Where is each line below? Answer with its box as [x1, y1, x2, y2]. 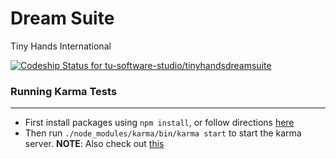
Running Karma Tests [10, 84, 118, 98]
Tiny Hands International [10, 40, 112, 52]
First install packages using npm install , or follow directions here [24, 117, 295, 129]
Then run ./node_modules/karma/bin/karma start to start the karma [24, 127, 302, 139]
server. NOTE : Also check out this [24, 138, 165, 150]
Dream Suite [10, 7, 115, 30]
